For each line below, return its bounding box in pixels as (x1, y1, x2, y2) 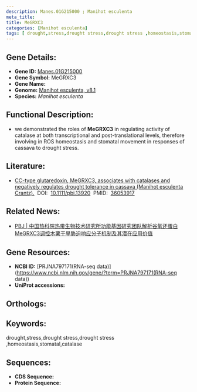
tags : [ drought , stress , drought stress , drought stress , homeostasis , (6, 31, 180, 36)
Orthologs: (6, 299, 47, 309)
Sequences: (6, 357, 51, 367)
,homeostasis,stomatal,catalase (6, 340, 83, 347)
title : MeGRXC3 (6, 19, 43, 25)
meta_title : (6, 14, 35, 20)
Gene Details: (6, 52, 57, 62)
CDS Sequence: (14, 373, 55, 380)
